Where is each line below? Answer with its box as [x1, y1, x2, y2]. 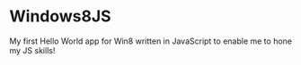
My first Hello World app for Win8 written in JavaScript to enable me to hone [9, 36, 292, 46]
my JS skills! [9, 45, 56, 55]
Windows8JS [9, 6, 111, 27]
